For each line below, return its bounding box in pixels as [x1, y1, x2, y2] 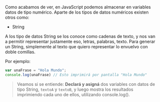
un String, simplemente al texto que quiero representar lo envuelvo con [5, 44, 148, 49]
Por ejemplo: [5, 59, 31, 64]
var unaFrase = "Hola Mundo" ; [5, 68, 67, 73]
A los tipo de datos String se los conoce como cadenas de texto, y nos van [5, 34, 156, 39]
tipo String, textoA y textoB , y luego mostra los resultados [17, 86, 134, 92]
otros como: [5, 15, 29, 20]
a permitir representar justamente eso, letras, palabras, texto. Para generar [5, 39, 156, 44]
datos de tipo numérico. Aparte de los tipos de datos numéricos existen [5, 9, 149, 15]
